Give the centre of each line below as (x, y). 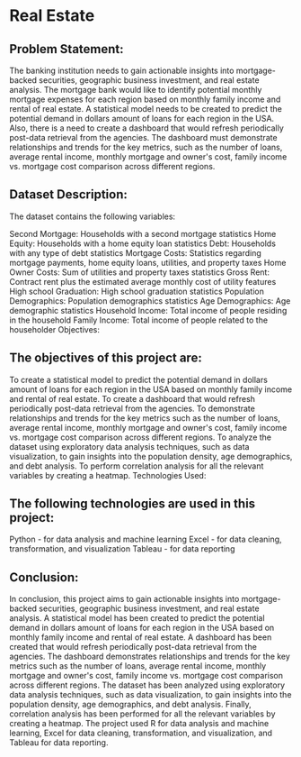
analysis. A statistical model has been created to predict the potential (137, 618)
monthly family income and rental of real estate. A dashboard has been (141, 637)
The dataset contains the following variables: (93, 216)
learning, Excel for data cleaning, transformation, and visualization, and (141, 733)
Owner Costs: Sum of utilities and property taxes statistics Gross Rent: (139, 272)
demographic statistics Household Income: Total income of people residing (148, 310)
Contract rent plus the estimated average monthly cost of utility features (143, 281)
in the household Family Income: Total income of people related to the (138, 320)
